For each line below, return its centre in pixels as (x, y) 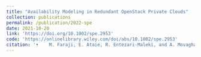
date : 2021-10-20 (28, 28)
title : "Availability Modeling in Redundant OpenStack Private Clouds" (97, 12)
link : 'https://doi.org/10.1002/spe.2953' (60, 34)
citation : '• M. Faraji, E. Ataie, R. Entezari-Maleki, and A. (91, 45)
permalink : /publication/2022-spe (49, 23)
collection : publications (38, 17)
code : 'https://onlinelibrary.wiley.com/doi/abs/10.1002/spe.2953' (92, 39)
